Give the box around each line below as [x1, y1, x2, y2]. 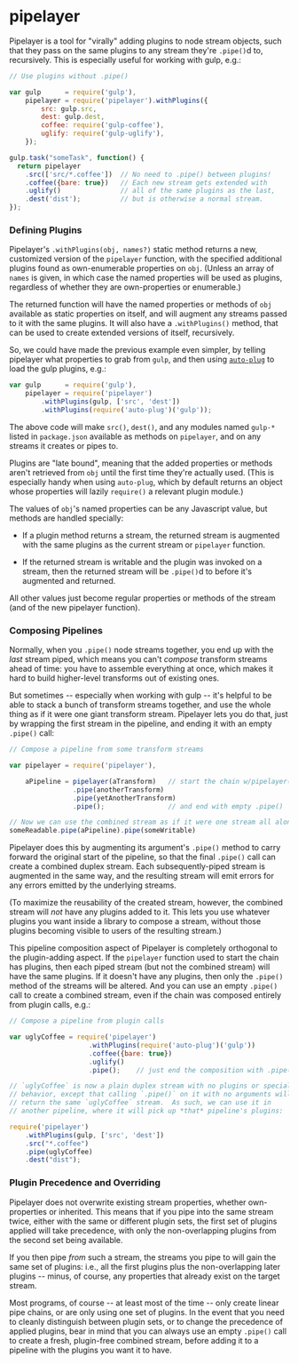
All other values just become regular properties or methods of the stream [9, 593, 277, 603]
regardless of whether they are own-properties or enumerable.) [9, 282, 241, 292]
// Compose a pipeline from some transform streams [9, 745, 204, 754]
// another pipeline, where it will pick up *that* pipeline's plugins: [9, 1106, 284, 1116]
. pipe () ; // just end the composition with [88, 1065, 264, 1074]
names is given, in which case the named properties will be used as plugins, [9, 273, 283, 283]
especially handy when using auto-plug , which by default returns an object [9, 476, 284, 487]
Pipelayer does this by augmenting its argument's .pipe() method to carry [9, 842, 281, 853]
